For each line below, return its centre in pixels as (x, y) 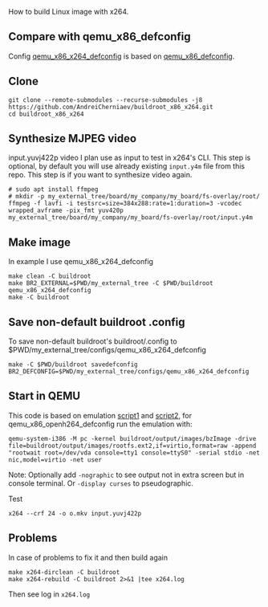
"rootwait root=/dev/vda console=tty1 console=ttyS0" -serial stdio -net (134, 453)
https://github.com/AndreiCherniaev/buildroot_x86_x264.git (111, 107)
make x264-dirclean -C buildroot (64, 572)
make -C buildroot (39, 297)
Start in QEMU (45, 396)
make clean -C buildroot (50, 276)
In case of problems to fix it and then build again (88, 557)
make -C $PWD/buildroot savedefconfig (73, 365)
